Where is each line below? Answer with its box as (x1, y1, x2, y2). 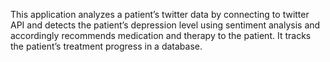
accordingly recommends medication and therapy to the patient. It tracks (10, 30, 312, 41)
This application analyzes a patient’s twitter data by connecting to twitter (10, 9, 310, 20)
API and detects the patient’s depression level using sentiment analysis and (10, 19, 321, 31)
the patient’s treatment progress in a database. (10, 40, 203, 52)
